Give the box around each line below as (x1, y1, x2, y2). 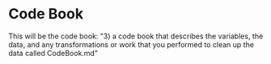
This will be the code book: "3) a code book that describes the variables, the (8, 31, 264, 41)
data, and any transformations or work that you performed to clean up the (8, 39, 255, 49)
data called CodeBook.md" (8, 48, 99, 58)
